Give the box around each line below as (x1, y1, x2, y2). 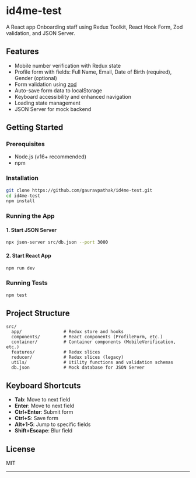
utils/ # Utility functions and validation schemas (11, 359, 174, 366)
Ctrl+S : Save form (14, 415, 58, 422)
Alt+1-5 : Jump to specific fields (14, 421, 91, 428)
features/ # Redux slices (11, 349, 100, 355)
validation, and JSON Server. (6, 29, 76, 36)
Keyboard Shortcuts (6, 380, 81, 390)
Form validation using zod (14, 81, 77, 88)
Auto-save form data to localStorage (14, 86, 103, 94)
